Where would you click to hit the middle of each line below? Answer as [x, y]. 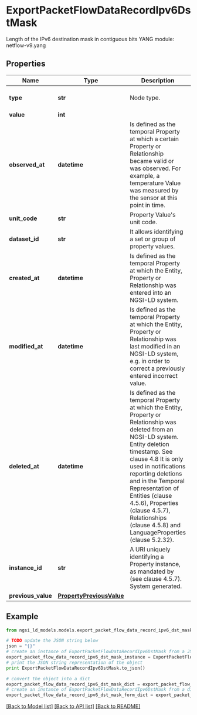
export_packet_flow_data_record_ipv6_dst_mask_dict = [73, 684]
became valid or [152, 161]
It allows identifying [157, 231]
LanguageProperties [158, 532]
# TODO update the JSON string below [52, 641]
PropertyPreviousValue [91, 596]
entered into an [151, 292]
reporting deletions [156, 473]
